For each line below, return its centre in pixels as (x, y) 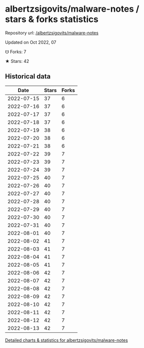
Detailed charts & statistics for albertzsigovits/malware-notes (67, 340)
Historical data (28, 77)
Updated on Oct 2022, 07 (31, 42)
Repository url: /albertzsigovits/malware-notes (52, 33)
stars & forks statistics (52, 19)
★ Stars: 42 (17, 61)
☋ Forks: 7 (16, 52)
